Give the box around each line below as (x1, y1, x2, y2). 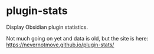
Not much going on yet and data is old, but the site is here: (6, 35, 149, 42)
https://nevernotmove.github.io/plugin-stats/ (6, 41, 114, 48)
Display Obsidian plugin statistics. (6, 23, 89, 31)
